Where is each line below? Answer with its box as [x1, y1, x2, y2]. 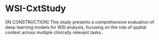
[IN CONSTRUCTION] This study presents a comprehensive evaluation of [5, 19, 155, 25]
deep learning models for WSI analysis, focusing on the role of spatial [5, 24, 147, 30]
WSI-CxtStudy [5, 3, 66, 14]
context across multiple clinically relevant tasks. [5, 29, 103, 35]
